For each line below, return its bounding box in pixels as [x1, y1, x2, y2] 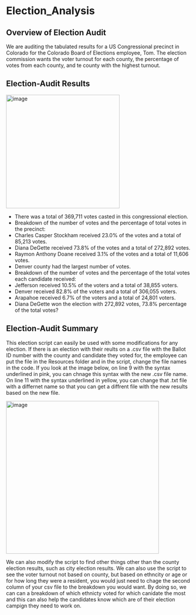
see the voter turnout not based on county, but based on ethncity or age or [6, 571, 188, 578]
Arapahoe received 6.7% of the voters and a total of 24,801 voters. [14, 294, 176, 301]
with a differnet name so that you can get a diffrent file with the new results [6, 383, 188, 390]
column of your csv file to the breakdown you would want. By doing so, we [6, 583, 187, 590]
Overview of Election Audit [6, 28, 107, 38]
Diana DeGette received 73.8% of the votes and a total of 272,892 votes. [14, 244, 191, 251]
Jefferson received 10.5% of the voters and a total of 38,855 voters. [14, 281, 179, 288]
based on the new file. [6, 389, 60, 396]
